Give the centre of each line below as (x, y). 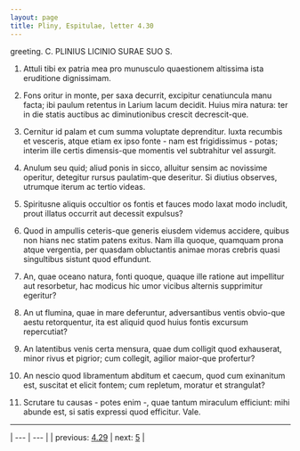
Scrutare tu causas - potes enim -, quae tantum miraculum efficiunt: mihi (156, 402)
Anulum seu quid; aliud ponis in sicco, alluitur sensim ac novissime (145, 168)
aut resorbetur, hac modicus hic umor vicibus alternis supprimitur (143, 285)
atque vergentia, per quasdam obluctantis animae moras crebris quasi (151, 250)
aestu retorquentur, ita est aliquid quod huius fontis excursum (135, 322)
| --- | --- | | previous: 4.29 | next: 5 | (77, 437)
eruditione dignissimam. (67, 78)
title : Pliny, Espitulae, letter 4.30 (82, 26)
